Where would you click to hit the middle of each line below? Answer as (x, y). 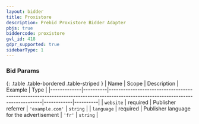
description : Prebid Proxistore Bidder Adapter (66, 22)
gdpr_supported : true (33, 45)
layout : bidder (25, 12)
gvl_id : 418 (21, 39)
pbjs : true (20, 28)
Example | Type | (27, 90)
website (114, 103)
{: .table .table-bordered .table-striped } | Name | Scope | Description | (92, 84)
